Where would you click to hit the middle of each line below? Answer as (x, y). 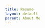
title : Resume (20, 9)
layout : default (22, 14)
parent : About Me (23, 18)
